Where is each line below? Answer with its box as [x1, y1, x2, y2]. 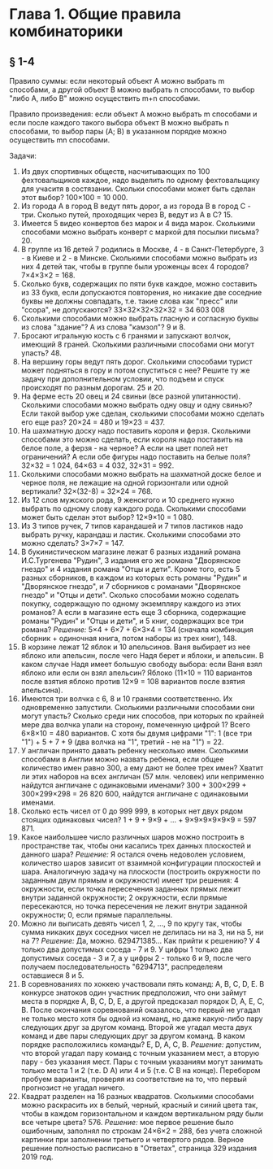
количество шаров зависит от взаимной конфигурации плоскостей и [20, 858, 262, 867]
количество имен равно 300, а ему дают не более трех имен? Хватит [20, 763, 263, 773]
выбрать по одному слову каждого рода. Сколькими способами [20, 504, 247, 513]
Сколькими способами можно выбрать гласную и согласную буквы [20, 314, 259, 323]
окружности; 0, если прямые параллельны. [20, 910, 173, 919]
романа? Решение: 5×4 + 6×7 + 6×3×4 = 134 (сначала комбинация [20, 625, 254, 635]
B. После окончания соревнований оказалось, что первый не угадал [20, 1005, 261, 1014]
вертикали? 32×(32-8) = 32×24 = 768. [20, 486, 154, 496]
